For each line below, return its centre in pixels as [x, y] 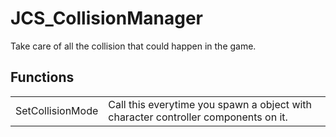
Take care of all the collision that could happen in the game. [133, 46]
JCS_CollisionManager [106, 18]
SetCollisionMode [57, 110]
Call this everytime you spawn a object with [210, 104]
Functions [42, 77]
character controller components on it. [198, 117]
